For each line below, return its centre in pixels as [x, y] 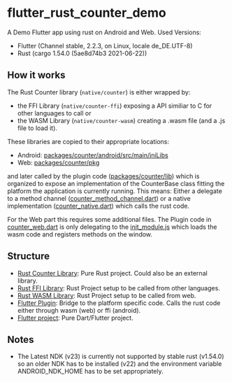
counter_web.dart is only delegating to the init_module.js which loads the [112, 227]
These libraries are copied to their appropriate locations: [88, 141]
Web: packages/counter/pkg [58, 162]
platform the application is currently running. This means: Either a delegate [115, 191]
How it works [36, 75]
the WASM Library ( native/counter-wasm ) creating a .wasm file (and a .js [121, 120]
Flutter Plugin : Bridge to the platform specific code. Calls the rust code [119, 303]
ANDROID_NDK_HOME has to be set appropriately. [90, 372]
